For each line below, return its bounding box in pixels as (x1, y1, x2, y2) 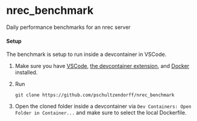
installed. (14, 69, 38, 76)
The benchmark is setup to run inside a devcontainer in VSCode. (6, 51, 167, 58)
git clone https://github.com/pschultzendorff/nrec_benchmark (14, 92, 175, 98)
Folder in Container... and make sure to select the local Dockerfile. (14, 109, 187, 116)
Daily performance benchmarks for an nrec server (6, 23, 131, 31)
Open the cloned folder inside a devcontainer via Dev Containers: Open (14, 103, 192, 110)
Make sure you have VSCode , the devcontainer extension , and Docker (14, 63, 190, 70)
